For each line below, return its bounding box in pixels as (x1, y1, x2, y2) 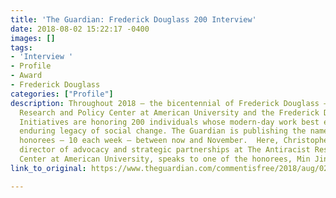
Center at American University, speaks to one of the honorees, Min (19, 154, 311, 164)
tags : (10, 42, 33, 53)
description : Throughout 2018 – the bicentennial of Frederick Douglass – (10, 98, 329, 108)
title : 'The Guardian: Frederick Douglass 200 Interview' (10, 14, 257, 25)
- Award (10, 71, 43, 81)
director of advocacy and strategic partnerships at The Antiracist (19, 145, 311, 155)
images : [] (10, 33, 56, 43)
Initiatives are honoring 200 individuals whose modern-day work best (19, 117, 320, 127)
